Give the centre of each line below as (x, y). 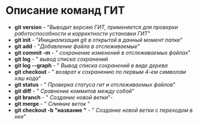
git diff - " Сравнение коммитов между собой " (74, 91)
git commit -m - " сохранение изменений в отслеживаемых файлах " (102, 52)
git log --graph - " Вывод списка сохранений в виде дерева (91, 65)
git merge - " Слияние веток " (52, 103)
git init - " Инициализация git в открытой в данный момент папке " (99, 40)
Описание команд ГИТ (65, 11)
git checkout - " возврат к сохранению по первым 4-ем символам (100, 72)
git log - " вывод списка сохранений (61, 59)
